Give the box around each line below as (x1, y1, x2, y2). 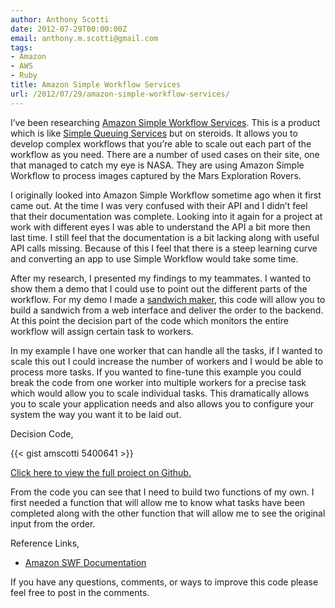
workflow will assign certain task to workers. (10, 325, 194, 337)
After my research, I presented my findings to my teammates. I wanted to (10, 272, 312, 284)
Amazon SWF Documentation (24, 556, 147, 568)
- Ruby (10, 71, 38, 81)
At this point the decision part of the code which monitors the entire (10, 314, 289, 326)
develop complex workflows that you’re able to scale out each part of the (10, 137, 312, 150)
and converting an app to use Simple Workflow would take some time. (10, 252, 299, 265)
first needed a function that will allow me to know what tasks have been (10, 496, 306, 508)
